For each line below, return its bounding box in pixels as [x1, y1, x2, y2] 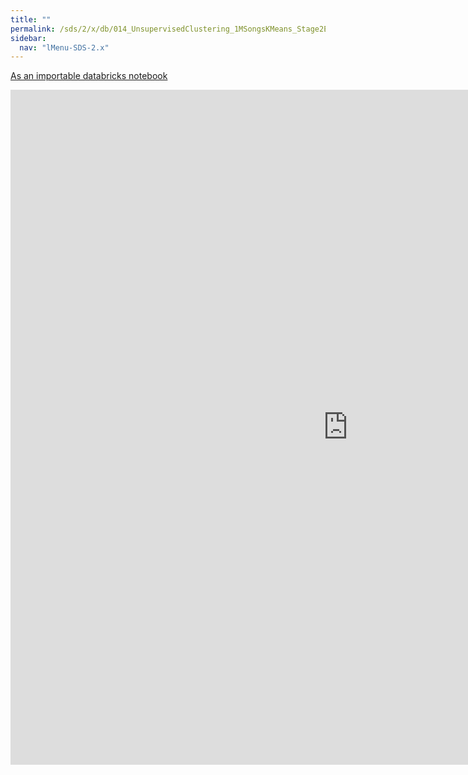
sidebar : [10, 33, 47, 43]
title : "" [10, 14, 52, 25]
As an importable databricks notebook [10, 70, 168, 82]
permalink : [10, 24, 56, 34]
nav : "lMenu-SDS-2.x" [19, 42, 110, 53]
